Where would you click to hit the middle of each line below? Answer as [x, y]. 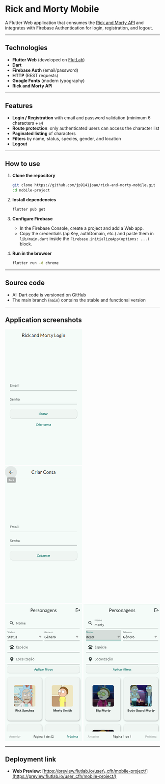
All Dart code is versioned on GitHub [49, 295]
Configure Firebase [32, 219]
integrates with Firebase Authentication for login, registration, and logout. [79, 27]
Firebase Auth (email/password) [45, 70]
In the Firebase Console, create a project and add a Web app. [82, 228]
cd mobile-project [31, 190]
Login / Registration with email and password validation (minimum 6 [81, 118]
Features [19, 106]
